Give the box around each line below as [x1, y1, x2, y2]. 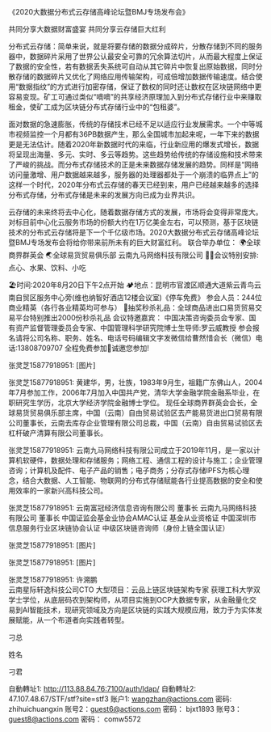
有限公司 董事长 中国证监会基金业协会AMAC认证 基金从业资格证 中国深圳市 [8, 513, 256, 523]
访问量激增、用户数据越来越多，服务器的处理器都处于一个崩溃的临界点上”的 [8, 170, 260, 180]
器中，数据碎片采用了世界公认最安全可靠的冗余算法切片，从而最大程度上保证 [8, 52, 263, 61]
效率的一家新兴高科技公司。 [15, 486, 107, 495]
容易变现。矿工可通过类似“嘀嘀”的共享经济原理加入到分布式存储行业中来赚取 [8, 92, 262, 101]
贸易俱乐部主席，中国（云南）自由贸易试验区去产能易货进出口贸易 [29, 408, 248, 417]
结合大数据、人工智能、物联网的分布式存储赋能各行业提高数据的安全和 [22, 476, 256, 485]
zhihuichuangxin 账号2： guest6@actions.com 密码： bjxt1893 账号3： [8, 704, 242, 713]
